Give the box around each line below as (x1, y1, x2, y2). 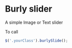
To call (5, 29, 18, 34)
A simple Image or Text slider (5, 19, 63, 25)
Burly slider (5, 3, 52, 15)
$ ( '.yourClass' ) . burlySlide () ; (5, 38, 68, 43)
